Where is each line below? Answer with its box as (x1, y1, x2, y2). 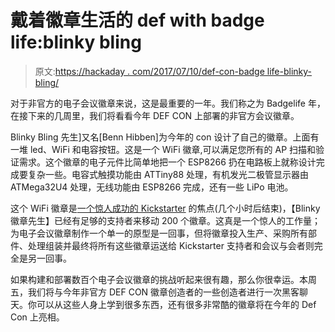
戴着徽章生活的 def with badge (10, 9, 265, 32)
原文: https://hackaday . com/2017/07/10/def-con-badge (34, 65, 265, 77)
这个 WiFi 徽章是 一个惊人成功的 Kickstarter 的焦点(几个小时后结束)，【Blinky (10, 202, 321, 214)
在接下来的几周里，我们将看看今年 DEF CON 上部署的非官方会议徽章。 (10, 109, 300, 121)
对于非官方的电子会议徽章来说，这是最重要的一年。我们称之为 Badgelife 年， (10, 97, 326, 109)
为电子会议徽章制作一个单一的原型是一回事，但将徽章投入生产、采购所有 (10, 227, 308, 239)
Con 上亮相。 (10, 311, 65, 323)
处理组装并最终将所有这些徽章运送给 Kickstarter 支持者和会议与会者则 (27, 239, 315, 251)
